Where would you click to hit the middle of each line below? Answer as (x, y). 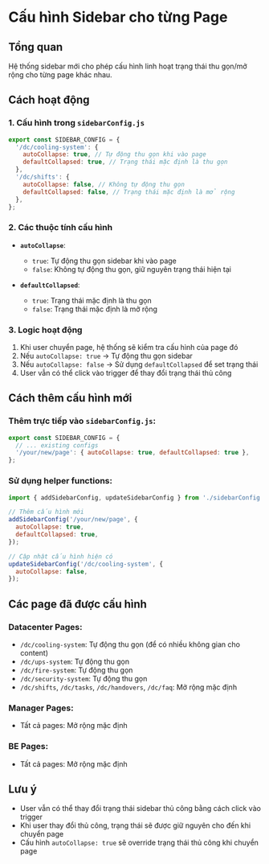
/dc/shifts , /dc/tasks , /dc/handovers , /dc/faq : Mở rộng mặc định (128, 687)
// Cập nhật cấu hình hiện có (61, 556)
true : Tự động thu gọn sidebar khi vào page (104, 261)
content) (34, 652)
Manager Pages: (41, 708)
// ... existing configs (57, 445)
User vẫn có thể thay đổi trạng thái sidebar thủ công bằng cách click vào (140, 808)
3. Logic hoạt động (45, 330)
